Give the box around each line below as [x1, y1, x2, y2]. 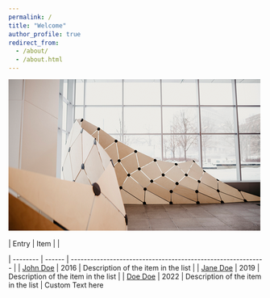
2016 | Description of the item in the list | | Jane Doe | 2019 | [60, 263, 260, 272]
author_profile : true [8, 30, 81, 38]
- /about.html [15, 56, 63, 64]
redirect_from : [8, 39, 60, 47]
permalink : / [8, 13, 52, 21]
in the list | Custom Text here [8, 280, 104, 290]
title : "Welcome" [8, 21, 67, 30]
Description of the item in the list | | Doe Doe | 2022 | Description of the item [8, 271, 262, 281]
